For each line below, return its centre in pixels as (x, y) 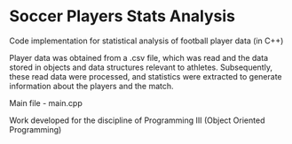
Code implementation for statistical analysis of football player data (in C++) (146, 41)
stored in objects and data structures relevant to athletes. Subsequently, (141, 67)
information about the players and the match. (92, 86)
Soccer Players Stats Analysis (122, 16)
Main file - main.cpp (46, 102)
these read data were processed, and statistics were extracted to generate (146, 76)
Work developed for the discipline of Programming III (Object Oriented (137, 120)
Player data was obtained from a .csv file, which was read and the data (139, 57)
